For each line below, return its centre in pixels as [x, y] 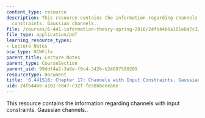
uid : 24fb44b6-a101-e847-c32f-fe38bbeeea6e [63, 86]
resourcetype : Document [37, 75]
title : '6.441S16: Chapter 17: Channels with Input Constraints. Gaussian [103, 80]
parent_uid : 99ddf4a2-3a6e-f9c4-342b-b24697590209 [72, 69]
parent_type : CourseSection [42, 63]
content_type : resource [37, 12]
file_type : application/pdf [42, 35]
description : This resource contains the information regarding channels [102, 18]
